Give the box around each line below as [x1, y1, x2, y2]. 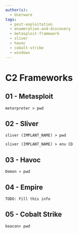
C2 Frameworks [5, 72, 73, 83]
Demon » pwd [5, 169, 30, 174]
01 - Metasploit [5, 92, 53, 101]
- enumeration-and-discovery [10, 26, 71, 32]
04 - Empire [5, 183, 43, 191]
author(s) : [5, 7, 28, 13]
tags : [5, 17, 17, 22]
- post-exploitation [10, 21, 53, 27]
